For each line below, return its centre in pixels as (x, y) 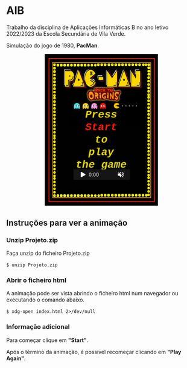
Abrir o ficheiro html (36, 280)
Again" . (16, 358)
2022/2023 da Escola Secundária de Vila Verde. (66, 33)
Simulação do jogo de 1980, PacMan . (53, 45)
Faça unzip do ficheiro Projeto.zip (48, 253)
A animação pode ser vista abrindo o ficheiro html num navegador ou (92, 294)
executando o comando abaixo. (45, 300)
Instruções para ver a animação (67, 222)
